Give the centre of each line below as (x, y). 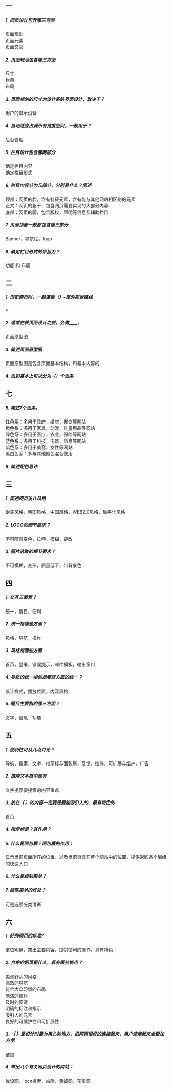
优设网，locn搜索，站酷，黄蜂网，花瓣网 (48, 1081)
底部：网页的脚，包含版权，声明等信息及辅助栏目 (57, 212)
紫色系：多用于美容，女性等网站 (39, 447)
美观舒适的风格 (21, 976)
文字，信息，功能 (23, 718)
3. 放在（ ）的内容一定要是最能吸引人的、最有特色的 (60, 803)
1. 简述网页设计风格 (26, 498)
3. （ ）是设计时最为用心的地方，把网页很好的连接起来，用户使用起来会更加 (85, 1034)
